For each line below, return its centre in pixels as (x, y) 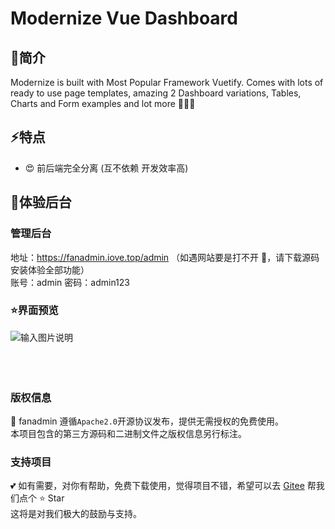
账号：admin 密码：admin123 (70, 282)
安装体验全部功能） (50, 269)
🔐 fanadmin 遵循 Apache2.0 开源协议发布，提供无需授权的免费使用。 (147, 421)
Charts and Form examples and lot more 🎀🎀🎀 (103, 103)
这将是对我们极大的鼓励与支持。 (76, 514)
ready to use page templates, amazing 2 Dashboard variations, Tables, (156, 93)
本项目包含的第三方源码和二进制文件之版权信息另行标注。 (128, 434)
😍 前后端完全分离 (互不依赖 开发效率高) (106, 168)
